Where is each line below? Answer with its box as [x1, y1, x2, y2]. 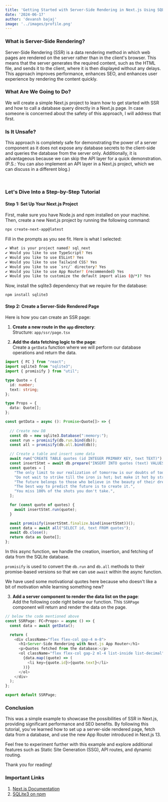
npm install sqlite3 [5, 293, 48, 298]
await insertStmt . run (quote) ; [14, 507, 77, 512]
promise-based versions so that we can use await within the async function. [5, 569, 162, 575]
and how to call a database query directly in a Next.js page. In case [5, 105, 143, 111]
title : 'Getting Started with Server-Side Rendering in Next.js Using [5, 7, 155, 13]
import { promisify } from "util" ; [5, 369, 79, 374]
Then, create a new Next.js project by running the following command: [5, 217, 150, 223]
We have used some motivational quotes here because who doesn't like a [5, 579, 157, 585]
